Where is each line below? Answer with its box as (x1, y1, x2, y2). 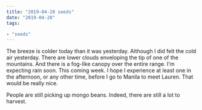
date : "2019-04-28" (6, 15, 56, 21)
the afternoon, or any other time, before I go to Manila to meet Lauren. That (6, 73, 194, 80)
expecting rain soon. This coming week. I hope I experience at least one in (6, 67, 192, 74)
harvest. (6, 98, 27, 105)
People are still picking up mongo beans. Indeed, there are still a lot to (6, 91, 180, 99)
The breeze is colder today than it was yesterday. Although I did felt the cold (6, 48, 197, 55)
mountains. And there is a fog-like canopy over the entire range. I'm (6, 60, 175, 68)
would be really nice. (6, 80, 59, 87)
